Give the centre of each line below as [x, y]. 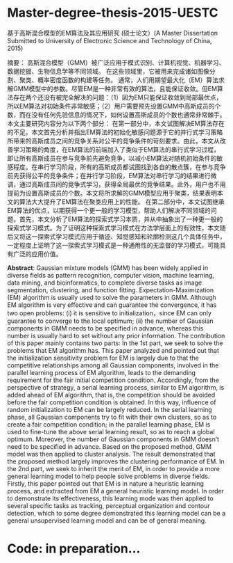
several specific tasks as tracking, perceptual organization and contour [109, 505]
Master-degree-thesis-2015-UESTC [113, 13]
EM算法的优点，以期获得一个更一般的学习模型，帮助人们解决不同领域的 [109, 210]
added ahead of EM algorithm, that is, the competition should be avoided [111, 395]
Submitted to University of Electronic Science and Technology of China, [110, 40]
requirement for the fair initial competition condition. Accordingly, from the [113, 380]
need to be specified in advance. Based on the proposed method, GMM [110, 446]
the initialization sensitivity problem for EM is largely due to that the [103, 358]
